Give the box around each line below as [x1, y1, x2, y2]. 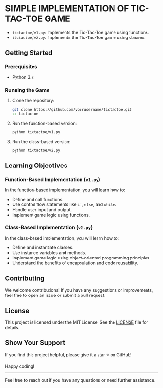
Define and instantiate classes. [12, 244, 74, 251]
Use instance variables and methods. [12, 250, 86, 256]
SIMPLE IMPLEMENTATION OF [5, 3, 129, 14]
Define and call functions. [12, 197, 64, 203]
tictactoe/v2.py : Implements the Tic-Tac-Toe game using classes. [12, 35, 146, 40]
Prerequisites [5, 63, 37, 70]
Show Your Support [5, 339, 65, 347]
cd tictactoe [12, 111, 39, 116]
